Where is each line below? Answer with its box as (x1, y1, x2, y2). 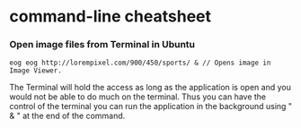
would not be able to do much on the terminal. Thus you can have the (9, 91, 267, 102)
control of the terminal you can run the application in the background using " (9, 101, 293, 112)
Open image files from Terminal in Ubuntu (9, 38, 196, 51)
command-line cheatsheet (9, 6, 211, 27)
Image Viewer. (9, 66, 63, 75)
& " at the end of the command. (9, 110, 126, 122)
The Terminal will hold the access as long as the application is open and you (9, 82, 292, 93)
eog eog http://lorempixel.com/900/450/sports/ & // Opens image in (9, 58, 271, 68)
